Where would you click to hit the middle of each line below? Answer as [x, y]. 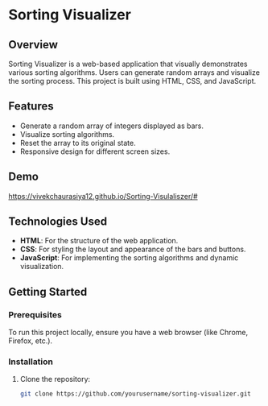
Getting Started [48, 292]
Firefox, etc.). [31, 341]
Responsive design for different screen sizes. [95, 151]
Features [31, 106]
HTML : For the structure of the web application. [99, 241]
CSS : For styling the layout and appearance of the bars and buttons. [133, 249]
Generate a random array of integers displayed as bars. [111, 126]
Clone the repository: [55, 379]
